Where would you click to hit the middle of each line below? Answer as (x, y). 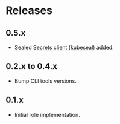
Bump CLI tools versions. (45, 81)
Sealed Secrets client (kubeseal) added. (64, 47)
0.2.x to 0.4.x (32, 66)
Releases (29, 11)
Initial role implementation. (47, 114)
